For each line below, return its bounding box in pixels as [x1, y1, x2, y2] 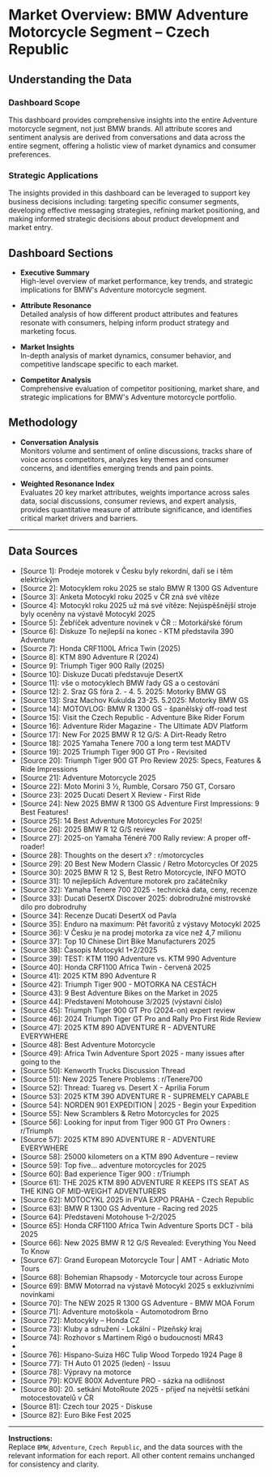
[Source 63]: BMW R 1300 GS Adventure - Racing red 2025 [19, 1203, 219, 1213]
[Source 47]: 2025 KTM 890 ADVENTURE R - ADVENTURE [19, 1022, 216, 1032]
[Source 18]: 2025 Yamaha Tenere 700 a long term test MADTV [19, 738, 231, 747]
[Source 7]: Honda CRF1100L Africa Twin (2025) [19, 643, 181, 653]
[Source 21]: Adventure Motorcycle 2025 [19, 773, 156, 782]
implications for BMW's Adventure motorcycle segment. [19, 285, 207, 294]
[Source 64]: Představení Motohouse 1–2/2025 [19, 1212, 176, 1222]
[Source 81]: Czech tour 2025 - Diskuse [19, 1401, 153, 1411]
